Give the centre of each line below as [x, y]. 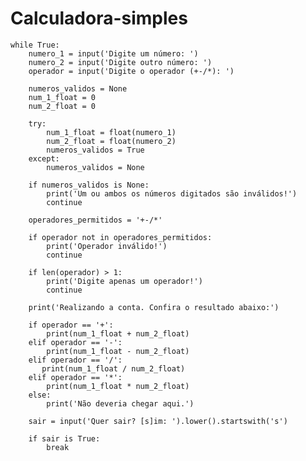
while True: [35, 45]
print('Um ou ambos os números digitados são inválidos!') [172, 193]
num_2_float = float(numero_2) [111, 141]
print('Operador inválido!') [107, 246]
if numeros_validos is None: [89, 185]
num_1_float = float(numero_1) [111, 132]
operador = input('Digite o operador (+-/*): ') [131, 71]
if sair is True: [64, 438]
